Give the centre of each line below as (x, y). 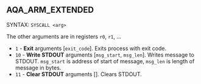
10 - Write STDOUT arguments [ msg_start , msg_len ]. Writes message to (105, 55)
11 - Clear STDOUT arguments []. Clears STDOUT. (78, 74)
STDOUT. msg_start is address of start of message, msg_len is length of (105, 61)
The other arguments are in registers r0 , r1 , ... (64, 37)
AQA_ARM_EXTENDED (50, 10)
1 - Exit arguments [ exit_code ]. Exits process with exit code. (90, 48)
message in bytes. (38, 68)
